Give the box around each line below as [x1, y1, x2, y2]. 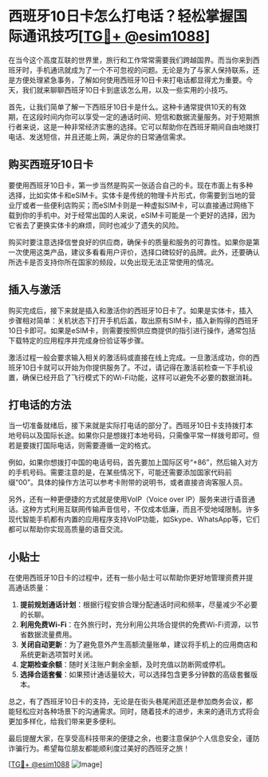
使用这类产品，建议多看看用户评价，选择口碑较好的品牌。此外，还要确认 [22, 247, 260, 256]
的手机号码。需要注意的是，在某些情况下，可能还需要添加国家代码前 [8, 468, 232, 478]
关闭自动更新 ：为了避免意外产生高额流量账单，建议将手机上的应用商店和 [19, 640, 258, 649]
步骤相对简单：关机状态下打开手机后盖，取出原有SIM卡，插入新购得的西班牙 [8, 315, 259, 325]
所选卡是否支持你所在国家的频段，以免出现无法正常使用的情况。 [8, 257, 218, 267]
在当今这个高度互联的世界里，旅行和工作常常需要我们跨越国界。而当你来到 [8, 55, 253, 65]
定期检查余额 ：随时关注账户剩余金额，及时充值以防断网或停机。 [19, 660, 230, 669]
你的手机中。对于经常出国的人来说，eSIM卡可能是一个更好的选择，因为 [22, 210, 256, 220]
